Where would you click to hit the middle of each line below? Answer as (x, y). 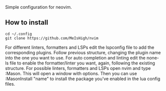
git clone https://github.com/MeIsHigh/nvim (52, 38)
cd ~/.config (19, 34)
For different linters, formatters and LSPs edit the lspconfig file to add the (80, 47)
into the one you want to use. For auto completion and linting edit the (75, 58)
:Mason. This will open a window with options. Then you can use (71, 73)
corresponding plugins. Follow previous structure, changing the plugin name (83, 52)
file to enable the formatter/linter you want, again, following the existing (82, 63)
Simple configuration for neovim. (38, 7)
